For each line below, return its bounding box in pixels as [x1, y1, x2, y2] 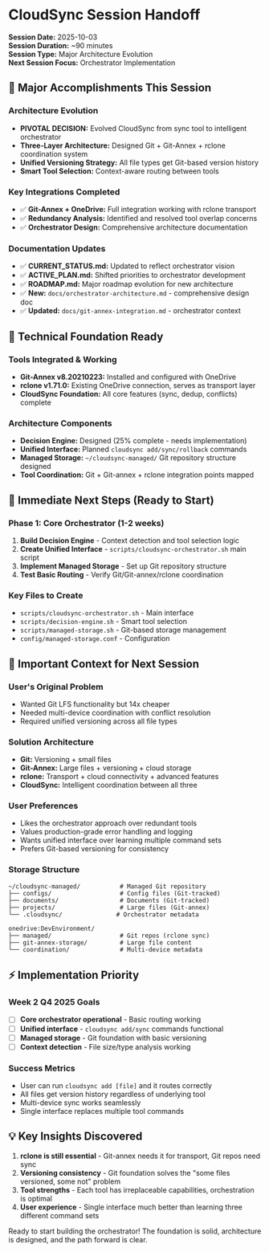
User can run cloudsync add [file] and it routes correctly [19, 1081, 213, 1090]
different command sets [19, 1210, 100, 1220]
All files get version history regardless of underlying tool [19, 1090, 206, 1099]
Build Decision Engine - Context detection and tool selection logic [19, 536, 239, 545]
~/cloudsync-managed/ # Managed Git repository [8, 882, 206, 891]
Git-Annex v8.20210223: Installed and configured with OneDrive [19, 372, 237, 381]
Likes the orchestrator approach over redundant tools [19, 818, 198, 828]
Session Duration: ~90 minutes [8, 40, 113, 50]
